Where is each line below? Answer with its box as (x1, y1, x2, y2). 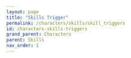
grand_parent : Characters (6, 31, 71, 37)
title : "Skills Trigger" (6, 14, 69, 21)
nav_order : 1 (6, 43, 39, 49)
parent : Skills (6, 37, 45, 43)
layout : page (6, 8, 39, 15)
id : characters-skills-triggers (6, 25, 88, 32)
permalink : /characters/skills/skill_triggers (6, 20, 126, 26)
